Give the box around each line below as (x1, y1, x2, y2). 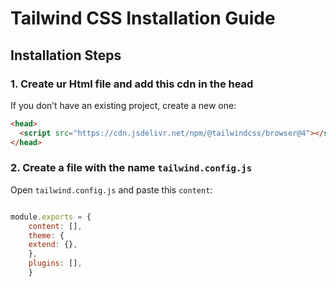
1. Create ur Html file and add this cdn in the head (10, 77, 254, 91)
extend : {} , (28, 240, 78, 250)
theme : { (28, 230, 65, 241)
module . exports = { (10, 212, 92, 222)
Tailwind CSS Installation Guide (10, 7, 276, 30)
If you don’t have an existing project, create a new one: (10, 99, 237, 111)
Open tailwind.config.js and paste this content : (10, 183, 213, 196)
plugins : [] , (28, 258, 83, 269)
